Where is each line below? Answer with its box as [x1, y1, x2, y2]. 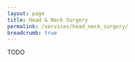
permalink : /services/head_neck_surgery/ [7, 23, 129, 30]
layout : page [7, 10, 45, 17]
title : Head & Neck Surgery [7, 17, 89, 23]
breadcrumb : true [7, 29, 57, 37]
